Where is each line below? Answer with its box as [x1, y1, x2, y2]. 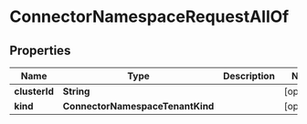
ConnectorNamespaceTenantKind [62, 100, 215, 112]
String [62, 85, 90, 98]
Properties [9, 43, 71, 58]
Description [222, 70, 276, 82]
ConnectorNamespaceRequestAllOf [9, 6, 290, 27]
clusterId [14, 85, 55, 98]
